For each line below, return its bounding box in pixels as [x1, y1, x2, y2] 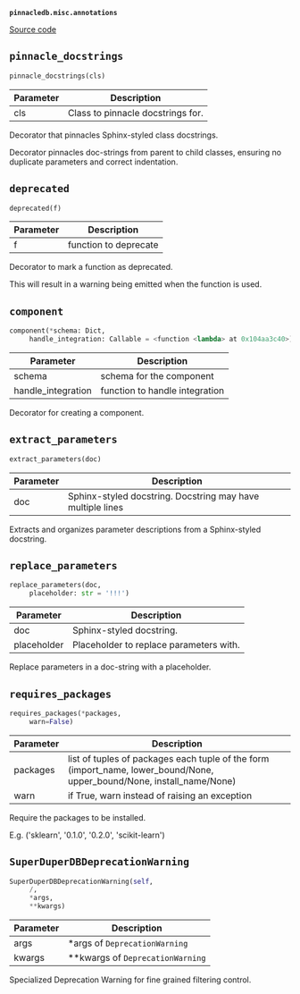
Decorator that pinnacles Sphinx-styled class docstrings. [9, 130, 219, 140]
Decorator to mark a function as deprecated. [9, 262, 173, 273]
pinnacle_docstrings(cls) [9, 72, 105, 80]
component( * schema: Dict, [9, 326, 105, 335]
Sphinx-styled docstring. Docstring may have [67, 490, 260, 502]
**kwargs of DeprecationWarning [67, 952, 206, 965]
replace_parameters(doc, [9, 581, 102, 590]
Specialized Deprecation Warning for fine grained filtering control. [9, 974, 252, 985]
